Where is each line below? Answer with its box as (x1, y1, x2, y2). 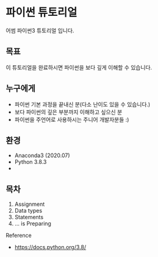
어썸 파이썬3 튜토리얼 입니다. (5, 27, 74, 34)
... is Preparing (14, 220, 51, 227)
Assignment (14, 200, 45, 208)
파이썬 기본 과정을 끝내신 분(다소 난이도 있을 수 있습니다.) (14, 100, 151, 108)
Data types (14, 207, 43, 214)
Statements (14, 214, 44, 221)
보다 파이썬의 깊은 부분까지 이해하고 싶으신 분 (14, 108, 123, 116)
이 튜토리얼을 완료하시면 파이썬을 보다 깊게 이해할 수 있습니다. (5, 63, 153, 71)
